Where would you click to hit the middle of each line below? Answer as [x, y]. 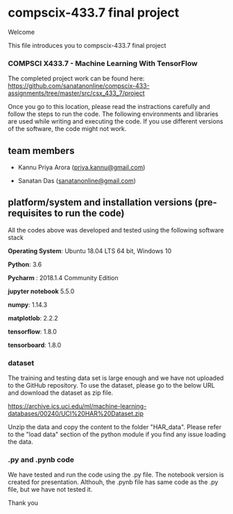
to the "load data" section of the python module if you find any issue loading [117, 434]
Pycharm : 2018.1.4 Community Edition [63, 277]
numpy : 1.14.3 [28, 305]
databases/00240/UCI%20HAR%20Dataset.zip [76, 413]
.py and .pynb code [41, 460]
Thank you [23, 503]
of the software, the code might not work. [67, 129]
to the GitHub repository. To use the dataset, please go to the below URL [112, 386]
